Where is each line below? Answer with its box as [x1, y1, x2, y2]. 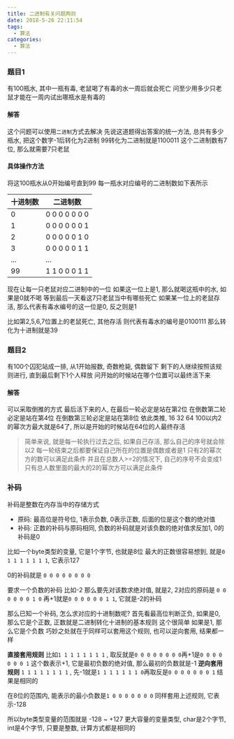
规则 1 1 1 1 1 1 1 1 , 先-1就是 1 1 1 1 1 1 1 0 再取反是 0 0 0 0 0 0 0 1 [7, 668, 216, 676]
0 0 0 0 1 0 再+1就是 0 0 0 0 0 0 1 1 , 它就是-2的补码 [7, 594, 162, 603]
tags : [7, 23, 23, 30]
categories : [7, 36, 42, 43]
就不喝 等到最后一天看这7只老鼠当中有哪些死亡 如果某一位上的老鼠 [23, 293, 214, 302]
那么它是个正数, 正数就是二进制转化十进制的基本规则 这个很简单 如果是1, [7, 617, 214, 626]
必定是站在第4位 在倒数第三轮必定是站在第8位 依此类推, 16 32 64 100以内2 [7, 414, 222, 423]
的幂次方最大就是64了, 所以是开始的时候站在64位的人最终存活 [7, 423, 186, 431]
